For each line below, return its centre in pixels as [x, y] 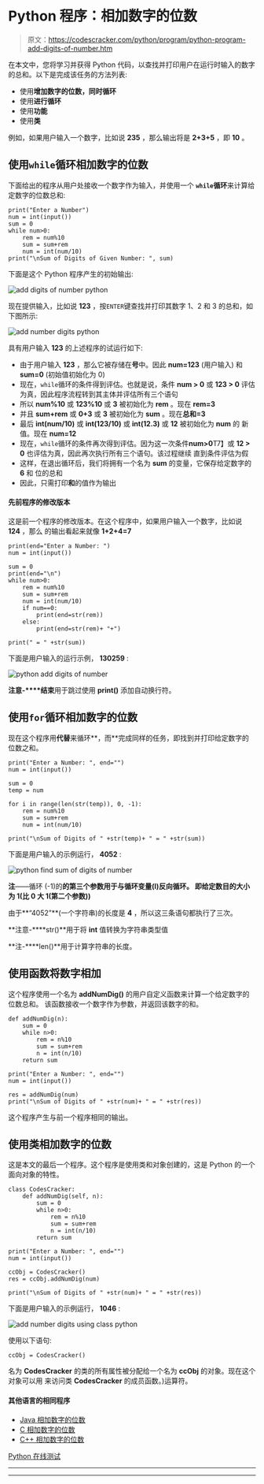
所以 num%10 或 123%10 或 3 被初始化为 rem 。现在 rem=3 [117, 404]
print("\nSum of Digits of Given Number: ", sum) [91, 258]
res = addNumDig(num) [44, 1095]
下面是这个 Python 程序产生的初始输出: [71, 273]
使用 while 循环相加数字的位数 [78, 165]
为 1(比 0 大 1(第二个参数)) [49, 896]
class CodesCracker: [42, 1190]
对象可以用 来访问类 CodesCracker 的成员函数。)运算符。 [100, 1381]
